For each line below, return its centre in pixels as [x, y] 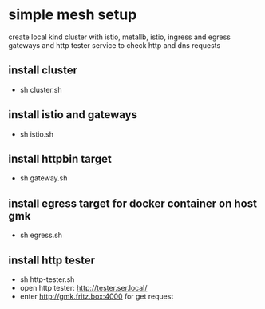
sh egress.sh [41, 235]
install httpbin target [60, 158]
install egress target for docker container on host [133, 203]
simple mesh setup [73, 15]
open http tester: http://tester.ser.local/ [83, 288]
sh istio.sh [37, 134]
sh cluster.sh [41, 89]
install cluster [43, 71]
